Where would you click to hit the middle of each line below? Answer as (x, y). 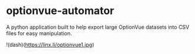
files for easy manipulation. (39, 33)
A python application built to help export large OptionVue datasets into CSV (98, 27)
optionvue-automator (60, 11)
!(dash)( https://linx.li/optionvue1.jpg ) (50, 45)
